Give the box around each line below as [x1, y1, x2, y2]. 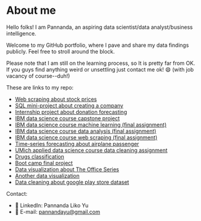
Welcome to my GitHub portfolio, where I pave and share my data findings [6, 41, 189, 49]
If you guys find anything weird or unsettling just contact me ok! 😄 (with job [6, 65, 194, 73]
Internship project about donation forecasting [14, 108, 127, 115]
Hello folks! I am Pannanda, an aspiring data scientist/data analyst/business [6, 23, 193, 31]
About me [6, 4, 56, 17]
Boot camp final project [14, 159, 73, 166]
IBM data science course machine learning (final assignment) [14, 121, 167, 128]
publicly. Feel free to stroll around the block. [6, 47, 115, 55]
